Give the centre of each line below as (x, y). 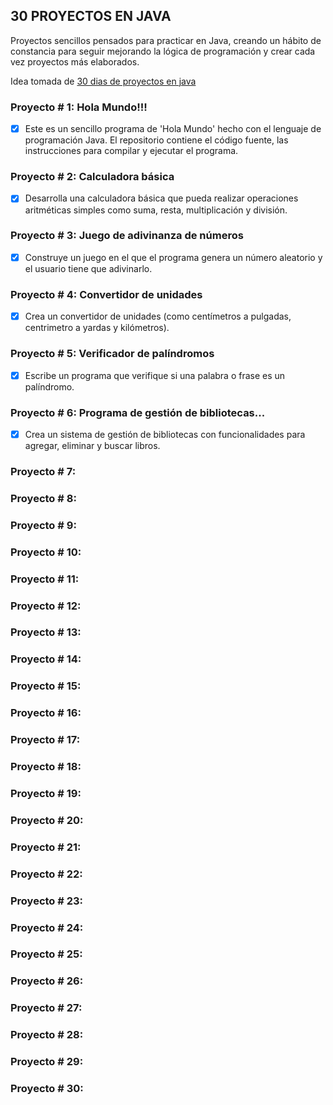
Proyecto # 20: (47, 820)
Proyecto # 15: (46, 686)
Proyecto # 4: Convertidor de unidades (106, 294)
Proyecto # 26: (47, 981)
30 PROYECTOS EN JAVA (91, 16)
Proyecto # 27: (46, 1008)
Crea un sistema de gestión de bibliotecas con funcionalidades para (165, 434)
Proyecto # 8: (43, 498)
